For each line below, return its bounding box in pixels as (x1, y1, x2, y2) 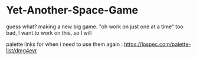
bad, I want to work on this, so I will (6, 29, 92, 36)
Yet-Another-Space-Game (6, 4, 139, 17)
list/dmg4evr (6, 46, 37, 54)
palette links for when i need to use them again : (6, 41, 123, 48)
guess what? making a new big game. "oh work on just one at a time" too (6, 23, 184, 30)
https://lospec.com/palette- (123, 41, 191, 48)
